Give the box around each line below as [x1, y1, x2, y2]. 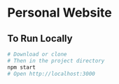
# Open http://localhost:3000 [7, 70, 96, 77]
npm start [7, 64, 36, 71]
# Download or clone [7, 51, 68, 58]
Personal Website [7, 5, 112, 21]
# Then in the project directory [7, 57, 105, 64]
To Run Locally [7, 33, 73, 44]
